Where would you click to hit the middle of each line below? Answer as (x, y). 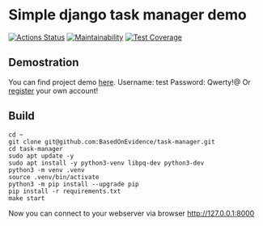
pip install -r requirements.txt (65, 191)
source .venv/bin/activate (54, 177)
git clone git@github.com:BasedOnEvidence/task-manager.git (112, 142)
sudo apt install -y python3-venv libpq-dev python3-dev (106, 163)
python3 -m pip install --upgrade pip (74, 184)
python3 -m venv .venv (47, 170)
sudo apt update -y (41, 156)
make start (27, 198)
